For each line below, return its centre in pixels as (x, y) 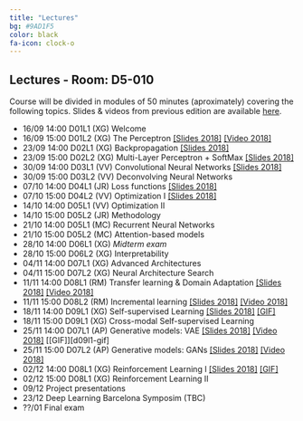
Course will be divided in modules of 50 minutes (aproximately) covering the (151, 101)
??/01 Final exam (53, 407)
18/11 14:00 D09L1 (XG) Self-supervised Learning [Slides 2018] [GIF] (149, 311)
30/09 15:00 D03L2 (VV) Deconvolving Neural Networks (128, 177)
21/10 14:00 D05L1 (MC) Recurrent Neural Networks (118, 225)
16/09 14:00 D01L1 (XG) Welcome (84, 129)
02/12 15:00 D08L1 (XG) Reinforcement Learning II (115, 379)
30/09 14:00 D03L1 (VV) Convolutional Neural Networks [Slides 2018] (152, 167)
